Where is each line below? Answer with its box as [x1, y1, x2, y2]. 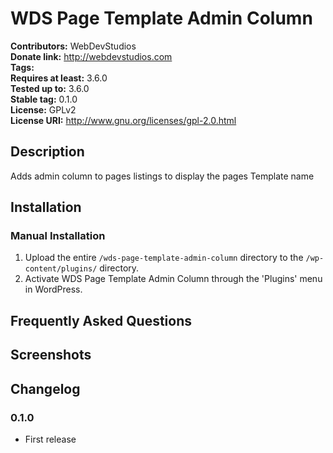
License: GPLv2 [10, 103, 77, 116]
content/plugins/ [24, 264, 98, 274]
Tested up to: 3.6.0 [10, 82, 90, 94]
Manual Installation [10, 229, 106, 243]
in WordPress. [24, 283, 83, 296]
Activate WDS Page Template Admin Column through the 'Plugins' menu [24, 273, 323, 285]
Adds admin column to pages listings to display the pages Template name [10, 170, 315, 182]
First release [24, 433, 77, 445]
